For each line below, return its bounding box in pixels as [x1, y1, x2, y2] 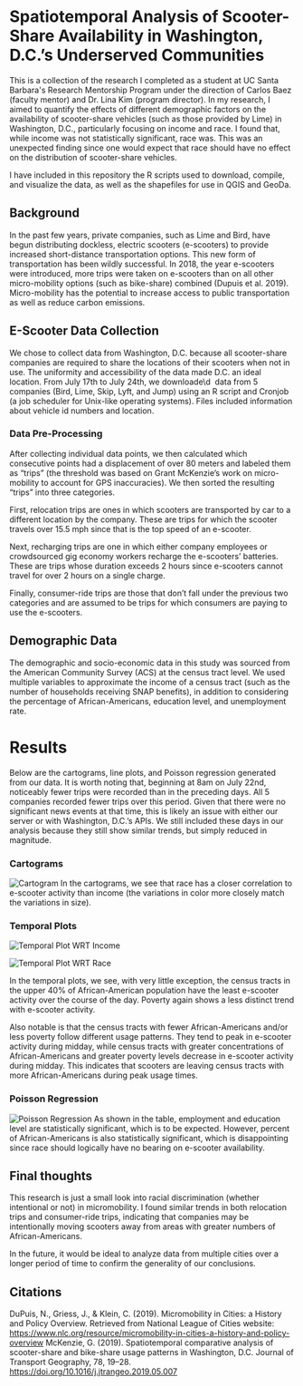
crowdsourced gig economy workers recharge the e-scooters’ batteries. [9, 550, 279, 561]
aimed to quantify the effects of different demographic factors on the [9, 103, 267, 114]
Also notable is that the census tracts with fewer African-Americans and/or [9, 1022, 289, 1032]
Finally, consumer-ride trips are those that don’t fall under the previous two [9, 587, 289, 598]
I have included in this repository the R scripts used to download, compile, [9, 170, 285, 180]
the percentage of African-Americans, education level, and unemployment [9, 695, 287, 706]
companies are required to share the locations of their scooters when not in [9, 356, 291, 368]
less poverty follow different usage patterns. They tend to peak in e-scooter [9, 1032, 292, 1042]
